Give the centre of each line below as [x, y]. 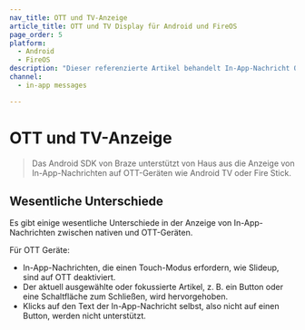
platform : [28, 43]
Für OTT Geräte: [39, 250]
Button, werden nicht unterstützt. [84, 316]
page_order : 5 [36, 34]
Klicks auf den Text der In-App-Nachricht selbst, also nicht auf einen [151, 306]
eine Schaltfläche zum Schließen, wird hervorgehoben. [125, 296]
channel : [26, 77]
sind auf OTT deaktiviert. [69, 277]
